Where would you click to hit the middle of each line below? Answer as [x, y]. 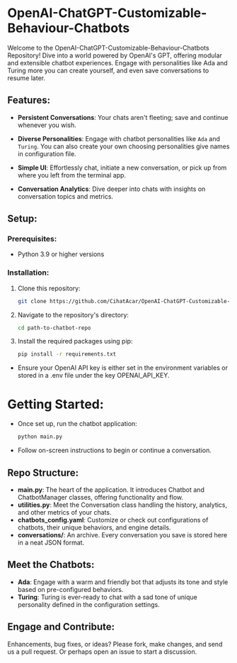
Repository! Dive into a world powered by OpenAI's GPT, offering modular [115, 55]
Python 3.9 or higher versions [61, 254]
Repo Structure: [43, 472]
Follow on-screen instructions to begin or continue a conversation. [115, 450]
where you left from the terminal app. [71, 175]
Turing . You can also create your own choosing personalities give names [123, 146]
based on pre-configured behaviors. [70, 589]
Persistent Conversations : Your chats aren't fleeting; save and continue [123, 117]
